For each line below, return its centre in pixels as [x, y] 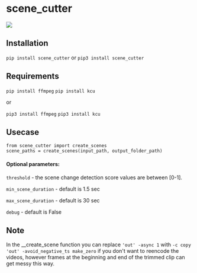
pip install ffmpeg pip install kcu [51, 91]
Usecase [23, 132]
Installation [27, 43]
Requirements [33, 76]
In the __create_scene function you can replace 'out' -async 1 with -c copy [98, 245]
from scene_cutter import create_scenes [57, 146]
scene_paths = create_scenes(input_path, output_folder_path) [84, 151]
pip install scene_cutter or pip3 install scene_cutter [75, 58]
